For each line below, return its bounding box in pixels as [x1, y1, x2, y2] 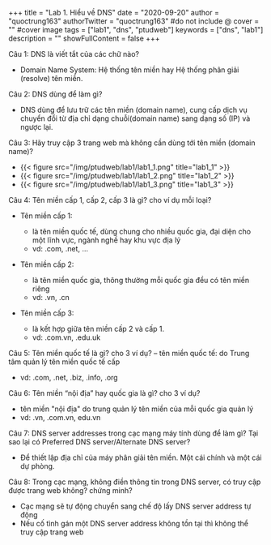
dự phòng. [19, 461, 55, 470]
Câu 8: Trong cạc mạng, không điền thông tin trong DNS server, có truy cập [8, 477, 261, 487]
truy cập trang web [19, 527, 84, 537]
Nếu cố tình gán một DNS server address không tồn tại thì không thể [19, 519, 249, 528]
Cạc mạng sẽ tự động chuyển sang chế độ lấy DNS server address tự [19, 501, 252, 511]
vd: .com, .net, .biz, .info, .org [19, 373, 119, 382]
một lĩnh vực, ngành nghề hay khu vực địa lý [32, 235, 181, 245]
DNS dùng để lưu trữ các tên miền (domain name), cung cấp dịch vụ [19, 105, 248, 114]
